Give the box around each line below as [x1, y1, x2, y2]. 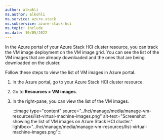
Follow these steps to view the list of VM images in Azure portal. [5, 70, 136, 75]
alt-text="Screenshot [103, 113, 146, 119]
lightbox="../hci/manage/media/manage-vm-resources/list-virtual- [12, 124, 148, 130]
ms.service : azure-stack [5, 16, 56, 21]
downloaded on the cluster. [5, 60, 61, 66]
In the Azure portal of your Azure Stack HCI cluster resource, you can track [5, 44, 158, 50]
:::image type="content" [12, 108, 62, 114]
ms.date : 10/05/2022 [5, 30, 48, 35]
